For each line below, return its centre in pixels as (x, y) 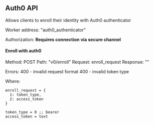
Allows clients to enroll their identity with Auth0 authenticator (68, 20)
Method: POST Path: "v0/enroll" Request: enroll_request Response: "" (77, 62)
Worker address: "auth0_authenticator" (46, 30)
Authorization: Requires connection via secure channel (63, 39)
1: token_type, (26, 95)
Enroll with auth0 (23, 51)
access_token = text (27, 117)
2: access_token (27, 99)
